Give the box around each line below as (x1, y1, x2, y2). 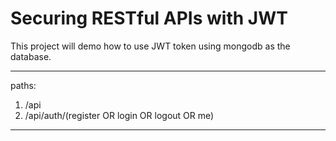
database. (10, 50, 52, 62)
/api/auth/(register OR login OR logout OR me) (24, 109, 215, 121)
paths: (10, 79, 37, 91)
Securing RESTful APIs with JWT (10, 7, 288, 30)
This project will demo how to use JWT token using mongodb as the (10, 40, 291, 52)
